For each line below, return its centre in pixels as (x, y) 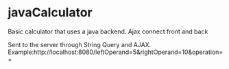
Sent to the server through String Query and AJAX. (80, 44)
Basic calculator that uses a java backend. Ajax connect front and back (108, 31)
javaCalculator (50, 13)
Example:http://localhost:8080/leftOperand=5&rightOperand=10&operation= (116, 52)
